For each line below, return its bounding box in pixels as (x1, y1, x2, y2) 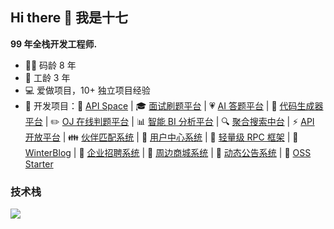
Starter (24, 158, 54, 170)
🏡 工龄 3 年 (24, 71, 71, 83)
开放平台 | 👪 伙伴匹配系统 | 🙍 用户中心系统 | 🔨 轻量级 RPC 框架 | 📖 (24, 131, 299, 143)
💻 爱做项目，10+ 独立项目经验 (24, 84, 151, 96)
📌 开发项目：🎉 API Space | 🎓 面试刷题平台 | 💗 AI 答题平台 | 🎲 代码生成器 (24, 99, 324, 112)
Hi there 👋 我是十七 (10, 9, 128, 27)
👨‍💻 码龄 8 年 (24, 59, 77, 71)
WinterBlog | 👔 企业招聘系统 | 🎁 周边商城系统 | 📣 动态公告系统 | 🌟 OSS (24, 146, 312, 158)
